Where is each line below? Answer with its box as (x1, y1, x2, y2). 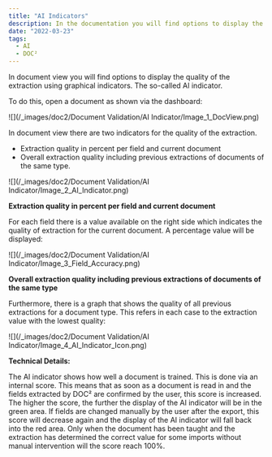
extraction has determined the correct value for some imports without (8, 433, 242, 442)
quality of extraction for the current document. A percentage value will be (8, 225, 255, 235)
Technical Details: (8, 356, 71, 366)
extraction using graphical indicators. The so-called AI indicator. (8, 81, 223, 90)
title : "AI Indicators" (8, 11, 89, 20)
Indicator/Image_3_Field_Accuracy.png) (8, 259, 140, 268)
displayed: (8, 234, 43, 244)
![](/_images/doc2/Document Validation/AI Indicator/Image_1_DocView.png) (8, 112, 260, 122)
